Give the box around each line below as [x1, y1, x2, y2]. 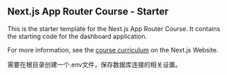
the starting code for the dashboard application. [7, 32, 148, 40]
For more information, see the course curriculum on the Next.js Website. [7, 45, 218, 54]
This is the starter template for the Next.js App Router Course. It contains [7, 24, 221, 33]
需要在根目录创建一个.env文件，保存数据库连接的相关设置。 [7, 60, 182, 69]
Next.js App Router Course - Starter [7, 6, 169, 18]
